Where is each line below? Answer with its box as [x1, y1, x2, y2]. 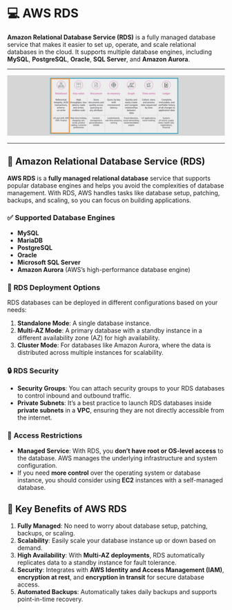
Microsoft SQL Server [17, 258, 81, 266]
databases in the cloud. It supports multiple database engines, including [7, 48, 213, 56]
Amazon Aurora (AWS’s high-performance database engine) [17, 265, 191, 273]
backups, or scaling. [17, 529, 75, 537]
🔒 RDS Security [7, 366, 59, 376]
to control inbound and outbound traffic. [17, 391, 132, 400]
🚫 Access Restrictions [7, 431, 83, 440]
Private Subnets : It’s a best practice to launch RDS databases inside [17, 399, 212, 407]
